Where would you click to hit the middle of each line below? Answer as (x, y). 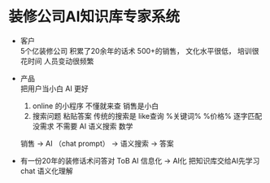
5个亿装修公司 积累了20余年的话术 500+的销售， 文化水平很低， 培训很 (139, 50)
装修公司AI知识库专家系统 (94, 17)
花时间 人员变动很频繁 (57, 61)
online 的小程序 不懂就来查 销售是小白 (96, 106)
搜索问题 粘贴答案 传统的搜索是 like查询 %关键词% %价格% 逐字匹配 (147, 115)
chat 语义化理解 (46, 171)
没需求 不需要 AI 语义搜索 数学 (83, 126)
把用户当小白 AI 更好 (54, 88)
